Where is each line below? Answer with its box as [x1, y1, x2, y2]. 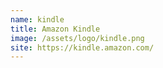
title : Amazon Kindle [10, 24, 101, 34]
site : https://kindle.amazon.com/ [10, 42, 155, 53]
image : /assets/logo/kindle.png [10, 33, 145, 43]
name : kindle [10, 14, 65, 25]
